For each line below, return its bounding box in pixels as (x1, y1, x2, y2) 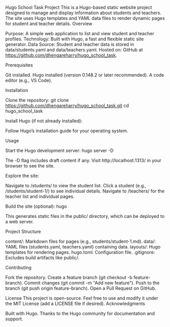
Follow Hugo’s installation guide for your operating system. (5, 128, 128, 134)
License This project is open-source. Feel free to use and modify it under (5, 295, 159, 301)
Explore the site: (5, 173, 39, 179)
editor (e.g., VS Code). (5, 78, 52, 83)
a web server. (5, 219, 34, 224)
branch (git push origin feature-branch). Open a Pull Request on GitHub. (5, 285, 156, 291)
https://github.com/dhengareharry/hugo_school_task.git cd (5, 103, 129, 109)
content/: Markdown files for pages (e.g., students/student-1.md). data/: (5, 238, 156, 244)
